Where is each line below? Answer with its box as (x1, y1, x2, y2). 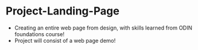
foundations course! (14, 30, 65, 37)
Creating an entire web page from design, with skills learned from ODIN (14, 24, 193, 31)
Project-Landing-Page (5, 4, 120, 18)
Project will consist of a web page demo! (14, 37, 116, 44)
